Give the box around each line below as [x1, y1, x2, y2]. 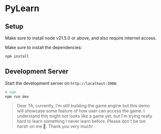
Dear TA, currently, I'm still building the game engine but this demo [16, 103, 150, 109]
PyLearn [5, 3, 40, 14]
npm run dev [5, 94, 29, 99]
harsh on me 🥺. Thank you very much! [16, 123, 93, 129]
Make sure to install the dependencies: [5, 45, 82, 50]
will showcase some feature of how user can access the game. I [16, 108, 145, 114]
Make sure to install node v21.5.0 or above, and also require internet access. [5, 35, 157, 41]
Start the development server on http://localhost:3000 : [5, 80, 117, 86]
